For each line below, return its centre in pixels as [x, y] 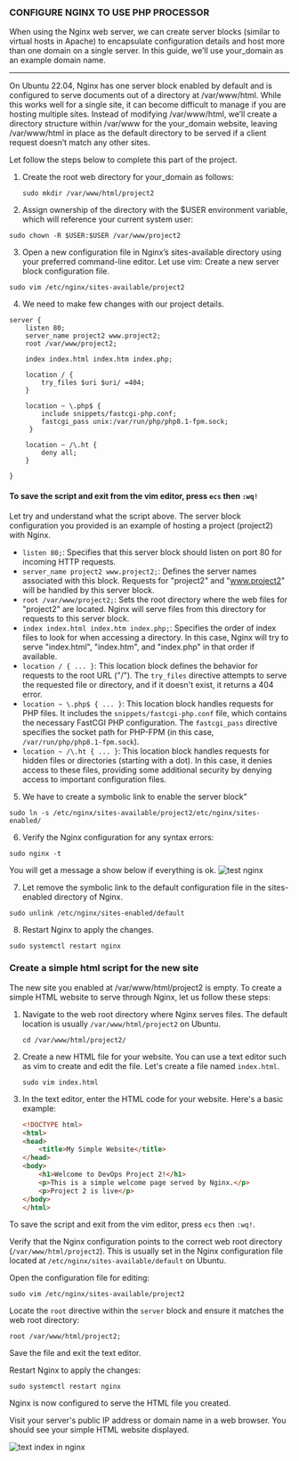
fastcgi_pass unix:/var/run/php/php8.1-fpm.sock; [135, 422]
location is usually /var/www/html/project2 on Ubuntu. [121, 1024]
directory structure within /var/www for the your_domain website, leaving [143, 124]
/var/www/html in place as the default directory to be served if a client [138, 133]
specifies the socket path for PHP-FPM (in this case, [118, 731]
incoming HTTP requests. [69, 561]
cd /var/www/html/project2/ [74, 1040]
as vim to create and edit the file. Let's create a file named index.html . [151, 1065]
